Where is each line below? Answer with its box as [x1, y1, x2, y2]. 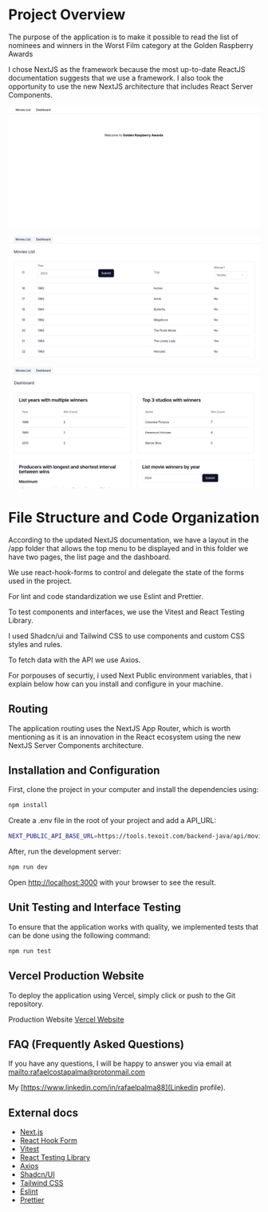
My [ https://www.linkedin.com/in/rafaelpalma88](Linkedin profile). [8, 1082, 226, 1093]
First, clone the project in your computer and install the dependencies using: [8, 785, 259, 794]
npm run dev [8, 863, 48, 871]
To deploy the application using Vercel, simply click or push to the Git [8, 990, 236, 1000]
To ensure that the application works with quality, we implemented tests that [8, 922, 259, 931]
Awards [8, 49, 33, 58]
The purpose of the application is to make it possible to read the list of [8, 32, 238, 42]
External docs [8, 1106, 79, 1119]
